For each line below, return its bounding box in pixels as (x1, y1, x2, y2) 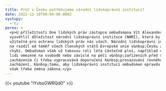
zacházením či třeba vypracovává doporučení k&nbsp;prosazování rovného (9, 58, 163, 62)
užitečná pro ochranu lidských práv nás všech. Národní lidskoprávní (9, 39, 156, 44)
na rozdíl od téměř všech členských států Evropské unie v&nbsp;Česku (9, 44, 158, 49)
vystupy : (5, 16, 23, 21)
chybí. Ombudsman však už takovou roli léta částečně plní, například (9, 48, 158, 53)
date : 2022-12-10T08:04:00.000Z (5, 12, 72, 17)
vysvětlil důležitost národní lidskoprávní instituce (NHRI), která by (9, 35, 161, 40)
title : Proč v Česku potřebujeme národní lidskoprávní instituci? (5, 7, 145, 12)
